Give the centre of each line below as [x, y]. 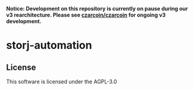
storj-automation [49, 46]
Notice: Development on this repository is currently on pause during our [97, 9]
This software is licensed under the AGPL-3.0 [62, 82]
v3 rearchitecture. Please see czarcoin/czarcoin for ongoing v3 [86, 15]
